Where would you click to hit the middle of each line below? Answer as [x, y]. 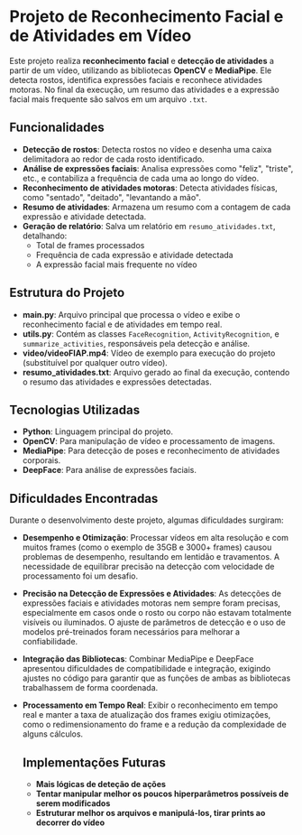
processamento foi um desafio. [80, 576]
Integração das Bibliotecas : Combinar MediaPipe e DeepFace [138, 659]
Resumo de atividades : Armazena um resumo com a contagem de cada [156, 207]
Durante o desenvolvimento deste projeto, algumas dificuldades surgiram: [146, 520]
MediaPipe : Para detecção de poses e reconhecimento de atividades [151, 451]
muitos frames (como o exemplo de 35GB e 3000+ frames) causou [147, 547]
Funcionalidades [57, 128]
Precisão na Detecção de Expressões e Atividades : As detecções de [152, 594]
